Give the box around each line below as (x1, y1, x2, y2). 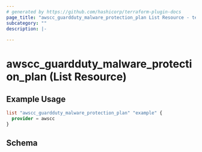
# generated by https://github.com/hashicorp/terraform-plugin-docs (6, 8, 182, 15)
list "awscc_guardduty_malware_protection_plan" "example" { (6, 110, 163, 116)
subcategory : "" (6, 20, 47, 26)
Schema (6, 138, 38, 148)
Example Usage (6, 94, 66, 104)
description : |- (6, 25, 47, 32)
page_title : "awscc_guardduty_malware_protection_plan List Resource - (6, 14, 189, 21)
